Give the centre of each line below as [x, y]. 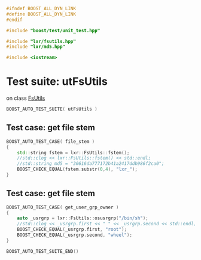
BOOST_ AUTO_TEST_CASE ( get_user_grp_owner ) [63, 207]
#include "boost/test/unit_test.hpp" [53, 30]
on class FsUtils [26, 98]
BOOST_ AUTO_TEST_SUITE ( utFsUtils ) [52, 109]
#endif [14, 20]
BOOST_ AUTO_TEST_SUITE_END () [42, 251]
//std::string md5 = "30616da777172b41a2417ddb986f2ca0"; [91, 164]
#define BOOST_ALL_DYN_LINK [41, 14]
